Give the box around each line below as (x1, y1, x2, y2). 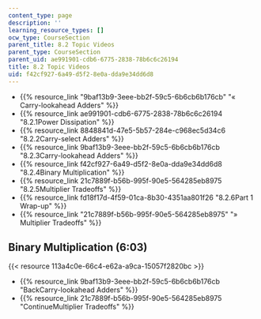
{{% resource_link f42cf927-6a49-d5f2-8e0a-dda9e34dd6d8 (19, 159, 223, 168)
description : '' (8, 19, 62, 27)
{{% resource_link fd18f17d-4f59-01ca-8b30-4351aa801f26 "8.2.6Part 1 (19, 193, 254, 202)
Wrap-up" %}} (19, 201, 67, 210)
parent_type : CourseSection (8, 48, 101, 56)
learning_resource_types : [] (8, 26, 104, 34)
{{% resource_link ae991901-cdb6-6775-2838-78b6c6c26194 (19, 108, 223, 118)
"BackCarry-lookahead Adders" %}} (19, 285, 138, 295)
